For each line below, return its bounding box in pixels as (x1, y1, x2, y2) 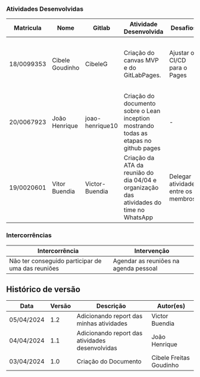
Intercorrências (6, 231, 52, 239)
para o (169, 64, 187, 72)
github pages (123, 144, 161, 152)
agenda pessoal (112, 264, 158, 272)
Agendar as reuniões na (112, 257, 180, 265)
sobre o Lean (123, 107, 161, 115)
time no (123, 206, 145, 214)
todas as (123, 129, 148, 138)
